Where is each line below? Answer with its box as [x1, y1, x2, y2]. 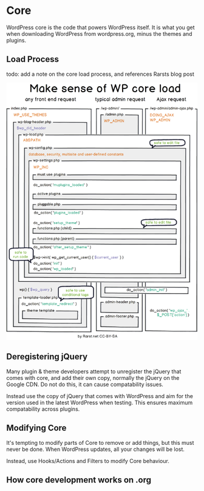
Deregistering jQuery [6, 351, 88, 362]
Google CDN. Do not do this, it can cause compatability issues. [6, 381, 164, 388]
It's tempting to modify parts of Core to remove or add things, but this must [6, 439, 194, 446]
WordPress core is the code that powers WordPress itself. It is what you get [6, 24, 195, 31]
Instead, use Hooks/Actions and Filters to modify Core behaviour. [6, 457, 170, 464]
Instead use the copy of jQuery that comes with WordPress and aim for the [6, 392, 193, 399]
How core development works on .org [6, 475, 152, 486]
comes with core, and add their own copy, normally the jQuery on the [6, 374, 180, 381]
